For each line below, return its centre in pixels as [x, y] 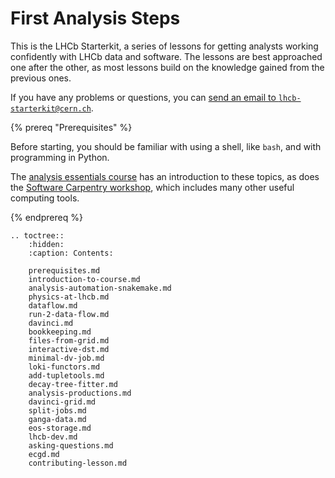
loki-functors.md [64, 367]
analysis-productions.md [80, 393]
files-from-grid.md [69, 340]
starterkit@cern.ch [51, 108]
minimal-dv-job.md [66, 358]
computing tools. [45, 198]
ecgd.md [44, 454]
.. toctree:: [37, 235]
